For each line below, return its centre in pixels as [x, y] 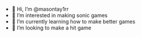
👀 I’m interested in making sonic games [60, 15]
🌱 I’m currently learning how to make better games [73, 21]
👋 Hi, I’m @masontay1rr [40, 9]
